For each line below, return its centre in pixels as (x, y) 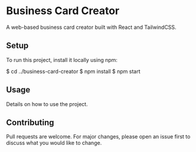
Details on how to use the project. (47, 104)
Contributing (30, 122)
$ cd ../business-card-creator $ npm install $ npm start (73, 71)
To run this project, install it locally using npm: (62, 60)
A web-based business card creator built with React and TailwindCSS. (91, 27)
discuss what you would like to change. (54, 143)
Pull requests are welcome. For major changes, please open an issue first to (98, 137)
